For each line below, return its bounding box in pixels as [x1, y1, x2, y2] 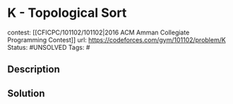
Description [7, 63, 60, 75]
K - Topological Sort [7, 5, 127, 21]
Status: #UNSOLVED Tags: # [7, 43, 90, 51]
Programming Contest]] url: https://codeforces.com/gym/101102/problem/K [7, 35, 226, 44]
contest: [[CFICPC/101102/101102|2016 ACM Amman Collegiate [7, 28, 190, 37]
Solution [7, 87, 45, 99]
